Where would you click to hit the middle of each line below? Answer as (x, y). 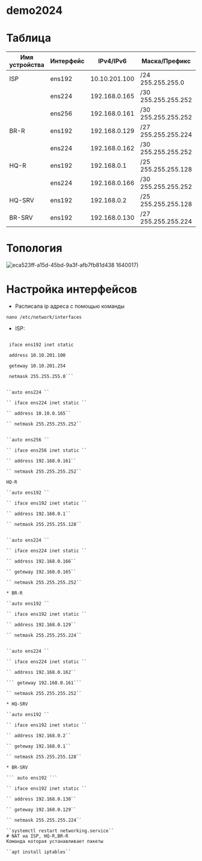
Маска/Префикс (166, 61)
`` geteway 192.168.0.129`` (41, 810)
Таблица (29, 38)
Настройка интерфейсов (72, 290)
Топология (34, 248)
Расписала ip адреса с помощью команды (70, 306)
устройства (27, 65)
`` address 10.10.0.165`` (38, 414)
